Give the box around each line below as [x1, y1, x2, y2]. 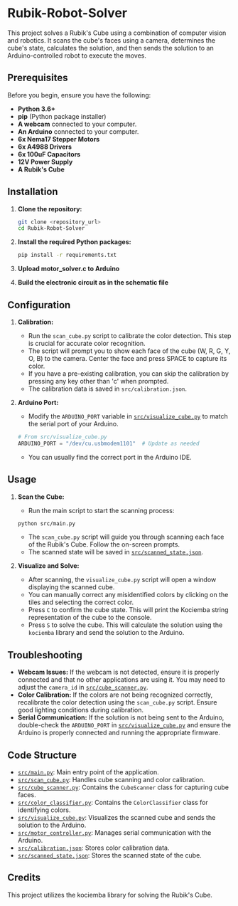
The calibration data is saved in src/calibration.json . [28, 384, 187, 393]
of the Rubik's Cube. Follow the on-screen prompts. [28, 540, 180, 549]
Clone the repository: [17, 204, 82, 213]
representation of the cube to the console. [28, 613, 152, 622]
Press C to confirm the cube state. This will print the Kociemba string [28, 606, 229, 614]
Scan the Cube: [17, 492, 65, 501]
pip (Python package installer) [17, 112, 107, 120]
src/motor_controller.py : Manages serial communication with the [17, 828, 212, 837]
